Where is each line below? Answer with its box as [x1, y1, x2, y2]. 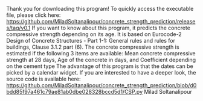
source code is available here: [6, 75, 81, 82]
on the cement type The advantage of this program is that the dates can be [6, 63, 193, 70]
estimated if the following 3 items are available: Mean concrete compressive [6, 50, 196, 57]
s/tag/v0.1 [6, 24, 31, 31]
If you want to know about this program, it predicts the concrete [31, 24, 190, 31]
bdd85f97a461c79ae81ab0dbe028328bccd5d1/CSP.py [6, 88, 143, 95]
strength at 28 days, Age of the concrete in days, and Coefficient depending [6, 57, 196, 63]
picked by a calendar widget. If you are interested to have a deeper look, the [6, 69, 196, 76]
